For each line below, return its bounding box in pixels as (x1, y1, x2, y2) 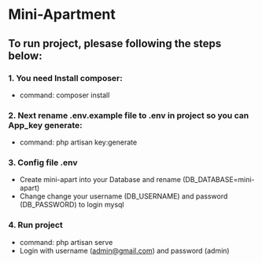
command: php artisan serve (19, 237, 113, 247)
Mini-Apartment (8, 5, 116, 24)
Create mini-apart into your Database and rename (19, 175, 181, 184)
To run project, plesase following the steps (8, 37, 222, 50)
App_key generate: (8, 119, 83, 130)
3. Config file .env (8, 157, 78, 168)
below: (8, 49, 42, 62)
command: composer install (19, 90, 110, 100)
